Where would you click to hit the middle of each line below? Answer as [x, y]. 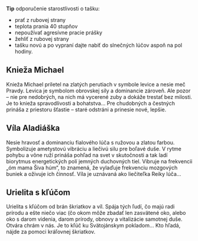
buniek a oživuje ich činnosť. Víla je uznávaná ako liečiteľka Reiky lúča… [94, 173]
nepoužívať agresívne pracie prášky [58, 33]
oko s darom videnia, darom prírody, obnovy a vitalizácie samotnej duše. [94, 219]
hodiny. [24, 52]
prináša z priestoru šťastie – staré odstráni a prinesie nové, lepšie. [86, 110]
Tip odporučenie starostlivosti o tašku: [53, 9]
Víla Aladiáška [33, 128]
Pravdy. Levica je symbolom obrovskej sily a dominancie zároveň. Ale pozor [98, 91]
